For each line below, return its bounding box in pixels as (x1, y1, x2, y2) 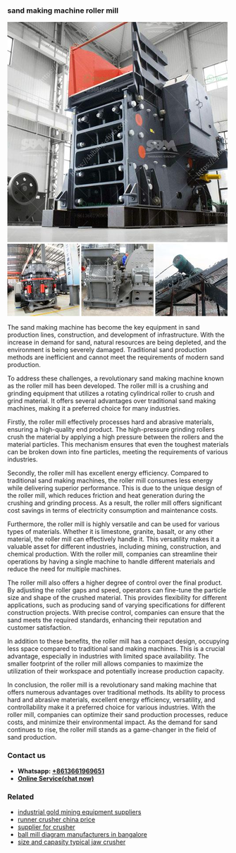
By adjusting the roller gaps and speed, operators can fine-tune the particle (7, 586, 227, 594)
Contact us (7, 751, 46, 761)
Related (7, 792, 35, 802)
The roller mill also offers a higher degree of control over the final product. (7, 578, 223, 587)
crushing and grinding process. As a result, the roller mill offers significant (7, 499, 223, 507)
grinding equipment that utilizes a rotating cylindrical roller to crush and (7, 390, 215, 398)
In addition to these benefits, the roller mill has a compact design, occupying (7, 637, 230, 646)
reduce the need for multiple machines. (7, 565, 122, 573)
